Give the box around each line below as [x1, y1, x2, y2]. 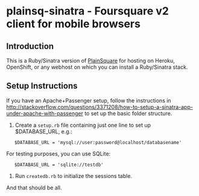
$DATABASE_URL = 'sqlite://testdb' [14, 162, 104, 168]
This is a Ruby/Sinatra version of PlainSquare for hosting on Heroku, [6, 57, 175, 64]
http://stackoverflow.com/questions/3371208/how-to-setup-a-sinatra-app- [6, 103, 193, 110]
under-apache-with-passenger [6, 110, 83, 117]
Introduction [6, 41, 54, 51]
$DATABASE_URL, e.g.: [14, 128, 72, 135]
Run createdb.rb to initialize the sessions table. [14, 172, 133, 179]
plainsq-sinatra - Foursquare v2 [6, 4, 169, 18]
